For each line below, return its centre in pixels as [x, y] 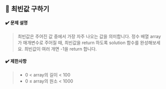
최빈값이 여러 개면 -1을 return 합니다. [61, 48]
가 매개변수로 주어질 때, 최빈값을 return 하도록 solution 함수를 [78, 42]
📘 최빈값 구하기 [27, 9]
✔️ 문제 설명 [17, 22]
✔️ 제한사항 [16, 61]
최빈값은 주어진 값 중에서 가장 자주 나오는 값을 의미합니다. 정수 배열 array [89, 36]
